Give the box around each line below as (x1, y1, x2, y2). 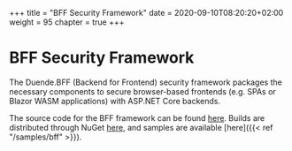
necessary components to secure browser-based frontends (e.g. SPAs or (9, 86, 276, 96)
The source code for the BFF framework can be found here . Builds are (9, 112, 265, 123)
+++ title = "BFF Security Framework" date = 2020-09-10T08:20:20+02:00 (9, 8, 284, 18)
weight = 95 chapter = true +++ (9, 17, 126, 27)
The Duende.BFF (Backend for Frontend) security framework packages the (9, 77, 283, 87)
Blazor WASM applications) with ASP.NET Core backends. (9, 95, 221, 106)
